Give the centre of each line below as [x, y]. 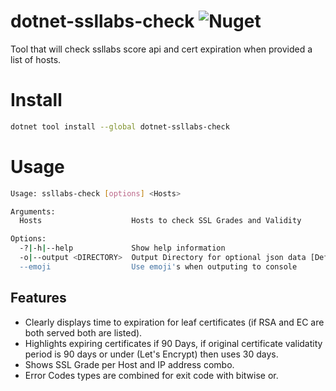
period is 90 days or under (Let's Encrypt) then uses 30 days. [151, 354]
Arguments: [33, 211]
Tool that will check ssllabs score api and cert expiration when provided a [161, 49]
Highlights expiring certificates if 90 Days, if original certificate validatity [173, 343]
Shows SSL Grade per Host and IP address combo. [129, 364]
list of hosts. [36, 59]
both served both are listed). [83, 332]
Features [38, 298]
